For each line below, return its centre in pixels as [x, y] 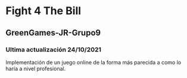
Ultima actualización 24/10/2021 [54, 50]
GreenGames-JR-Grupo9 [53, 33]
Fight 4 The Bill [43, 11]
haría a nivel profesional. [36, 69]
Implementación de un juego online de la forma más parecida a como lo [93, 62]
